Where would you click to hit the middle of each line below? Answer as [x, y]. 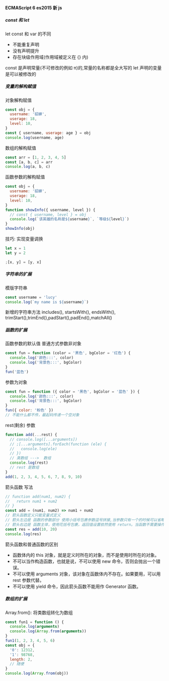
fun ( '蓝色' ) [17, 372]
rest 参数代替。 [28, 580]
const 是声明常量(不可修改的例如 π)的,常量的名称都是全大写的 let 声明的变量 [83, 67]
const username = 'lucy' [31, 297]
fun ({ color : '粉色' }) [29, 410]
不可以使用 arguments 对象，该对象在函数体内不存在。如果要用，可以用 [87, 574]
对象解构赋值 [18, 100]
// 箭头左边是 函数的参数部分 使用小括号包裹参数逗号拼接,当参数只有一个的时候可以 [81, 520]
